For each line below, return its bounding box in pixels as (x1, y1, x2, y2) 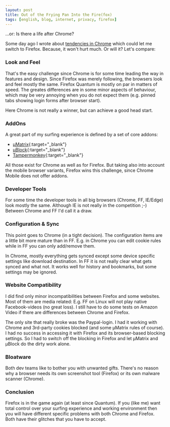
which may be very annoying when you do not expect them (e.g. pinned (5, 92, 156, 98)
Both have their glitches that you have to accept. (5, 416, 107, 422)
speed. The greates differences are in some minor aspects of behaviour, (5, 86, 156, 93)
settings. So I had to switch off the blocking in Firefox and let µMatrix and (5, 335, 158, 341)
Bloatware (5, 353, 31, 360)
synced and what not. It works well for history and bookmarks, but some (5, 263, 157, 269)
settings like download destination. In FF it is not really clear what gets (5, 258, 152, 264)
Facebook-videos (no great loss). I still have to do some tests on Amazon (5, 303, 158, 310)
